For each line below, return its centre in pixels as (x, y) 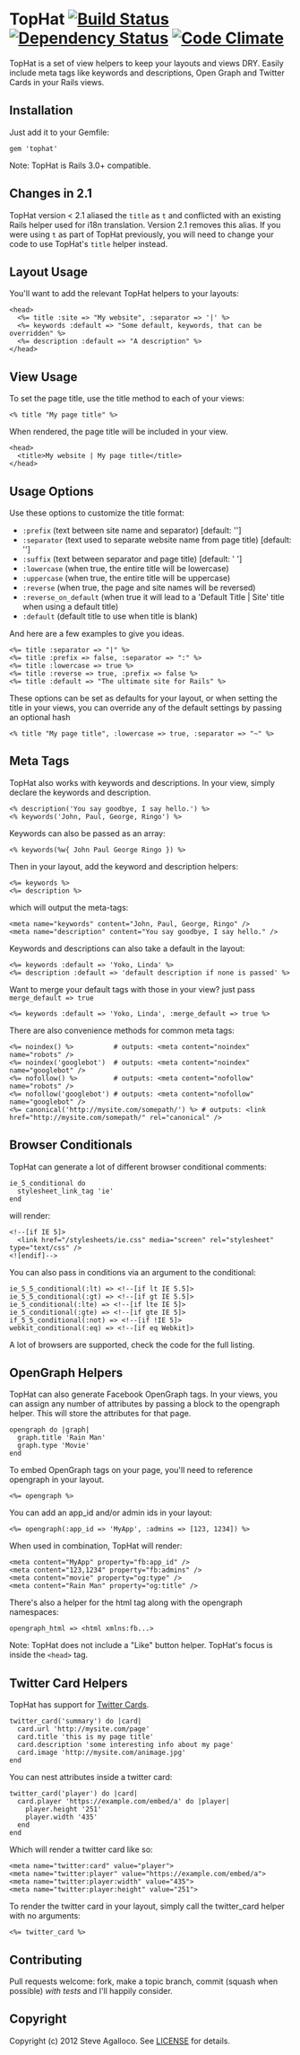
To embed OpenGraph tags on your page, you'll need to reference (131, 1470)
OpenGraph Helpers (66, 1373)
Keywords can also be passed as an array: (87, 833)
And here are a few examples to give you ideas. (97, 634)
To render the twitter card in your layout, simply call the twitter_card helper (147, 1906)
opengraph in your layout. (57, 1480)
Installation (41, 111)
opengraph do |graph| (50, 1430)
